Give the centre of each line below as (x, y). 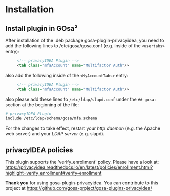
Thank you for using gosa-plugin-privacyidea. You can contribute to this (82, 183)
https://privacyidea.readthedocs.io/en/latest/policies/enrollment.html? (79, 167)
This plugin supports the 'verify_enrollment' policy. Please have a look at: (82, 162)
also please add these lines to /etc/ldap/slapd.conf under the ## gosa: (81, 99)
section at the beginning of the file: (42, 104)
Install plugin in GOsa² (41, 28)
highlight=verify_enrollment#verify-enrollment (54, 173)
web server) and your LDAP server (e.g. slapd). (55, 134)
